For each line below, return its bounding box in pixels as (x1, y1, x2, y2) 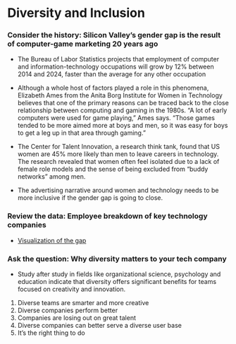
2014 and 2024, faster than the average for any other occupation (17, 70, 206, 78)
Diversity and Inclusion (7, 5, 146, 21)
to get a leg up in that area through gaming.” (17, 129, 147, 137)
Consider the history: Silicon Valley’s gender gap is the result (7, 30, 221, 40)
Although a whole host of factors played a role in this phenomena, (17, 83, 209, 93)
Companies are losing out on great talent (17, 314, 136, 322)
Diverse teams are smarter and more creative (17, 299, 149, 307)
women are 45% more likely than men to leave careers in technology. (17, 150, 219, 158)
